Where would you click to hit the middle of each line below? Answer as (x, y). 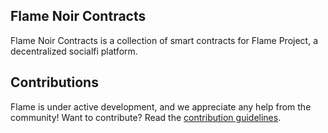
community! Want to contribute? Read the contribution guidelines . (146, 117)
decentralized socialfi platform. (74, 51)
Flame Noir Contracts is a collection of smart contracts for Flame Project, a (164, 40)
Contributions (54, 82)
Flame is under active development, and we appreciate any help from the (161, 106)
